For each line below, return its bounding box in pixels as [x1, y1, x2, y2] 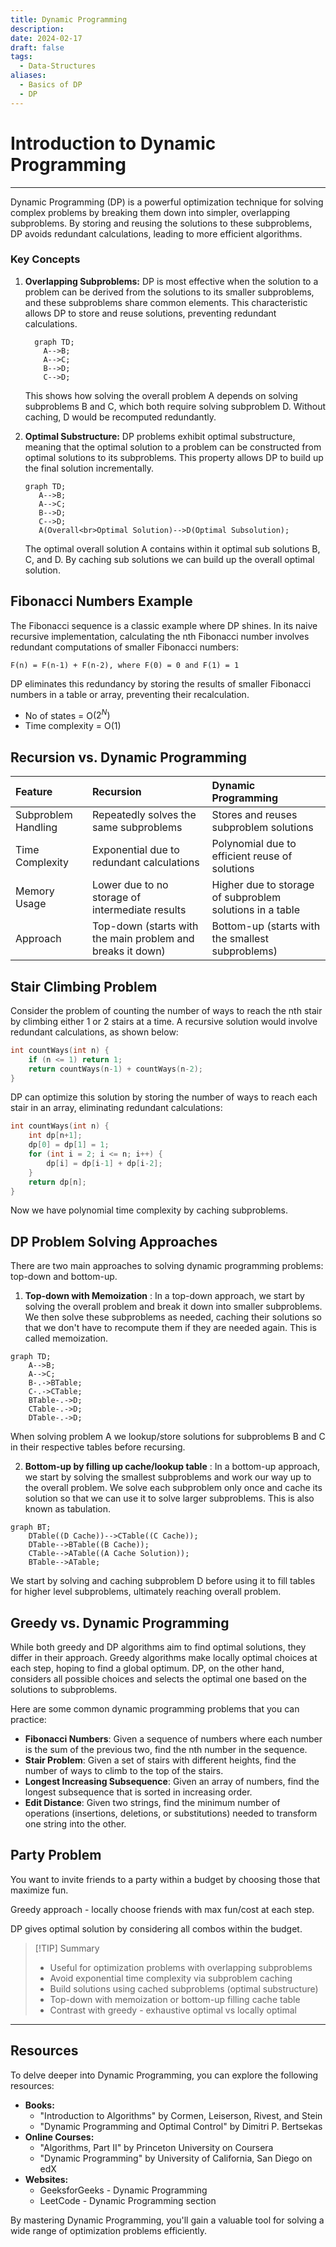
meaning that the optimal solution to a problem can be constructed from [24, 441, 322, 453]
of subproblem [211, 891, 282, 905]
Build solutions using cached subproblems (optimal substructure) [49, 1982, 319, 1995]
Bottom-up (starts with [211, 919, 321, 933]
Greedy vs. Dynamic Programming [10, 1614, 230, 1631]
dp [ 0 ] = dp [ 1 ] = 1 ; [28, 1140, 110, 1150]
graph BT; [10, 1522, 52, 1533]
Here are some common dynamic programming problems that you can [10, 1703, 300, 1715]
